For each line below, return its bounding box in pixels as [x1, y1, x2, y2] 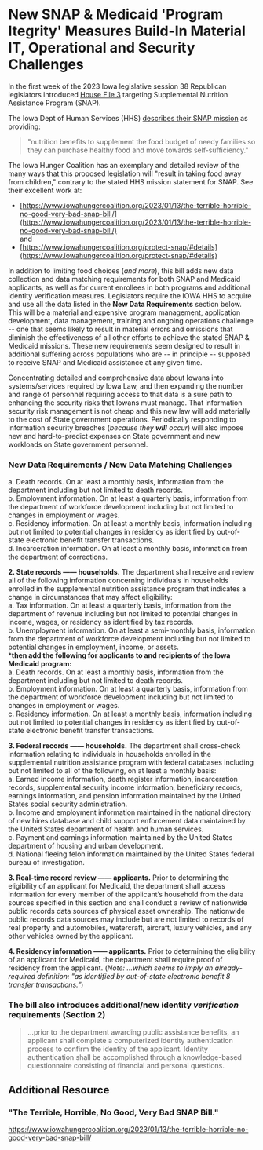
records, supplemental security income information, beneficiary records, [8, 783, 243, 792]
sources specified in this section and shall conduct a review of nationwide [8, 898, 247, 907]
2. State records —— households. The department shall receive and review [8, 568, 254, 577]
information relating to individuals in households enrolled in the [8, 750, 212, 759]
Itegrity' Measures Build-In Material [8, 22, 246, 40]
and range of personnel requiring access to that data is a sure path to [8, 389, 233, 399]
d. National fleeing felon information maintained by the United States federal [8, 849, 254, 859]
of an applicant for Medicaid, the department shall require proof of [8, 955, 223, 965]
